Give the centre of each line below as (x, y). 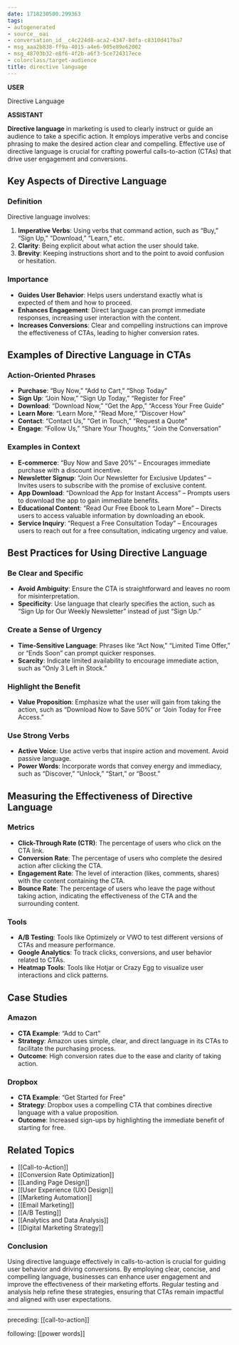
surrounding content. (48, 903)
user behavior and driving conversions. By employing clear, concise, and (114, 1269)
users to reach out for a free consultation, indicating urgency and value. (123, 530)
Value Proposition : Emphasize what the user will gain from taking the (119, 702)
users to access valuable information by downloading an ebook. (111, 515)
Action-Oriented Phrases (52, 375)
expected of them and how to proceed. (75, 302)
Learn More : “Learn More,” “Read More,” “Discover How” (102, 413)
